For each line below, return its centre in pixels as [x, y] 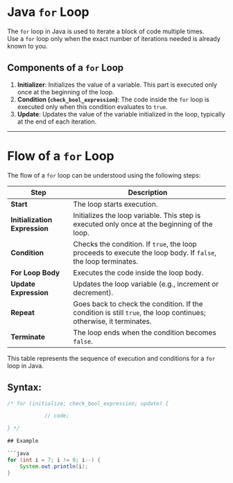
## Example [23, 441]
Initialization [32, 219]
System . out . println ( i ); [54, 466]
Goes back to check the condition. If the [138, 304]
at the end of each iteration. [57, 121]
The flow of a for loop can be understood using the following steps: [104, 175]
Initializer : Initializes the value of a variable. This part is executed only [117, 85]
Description [148, 192]
